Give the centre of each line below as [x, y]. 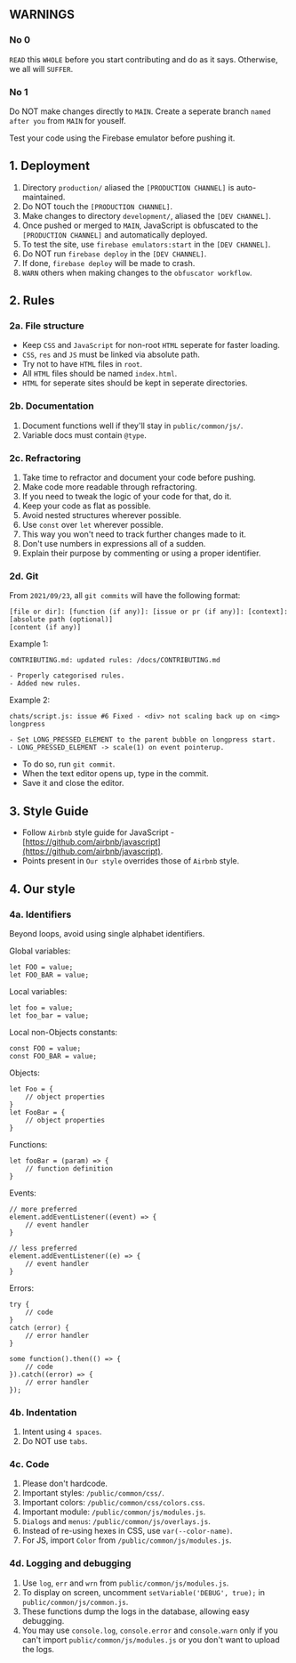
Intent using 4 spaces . [62, 1432]
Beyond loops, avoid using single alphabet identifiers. [107, 933]
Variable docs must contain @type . [84, 434]
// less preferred [43, 1248]
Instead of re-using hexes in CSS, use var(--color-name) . [127, 1531]
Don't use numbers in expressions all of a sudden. [114, 544]
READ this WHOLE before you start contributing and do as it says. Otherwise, [144, 59]
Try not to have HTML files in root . [82, 364]
